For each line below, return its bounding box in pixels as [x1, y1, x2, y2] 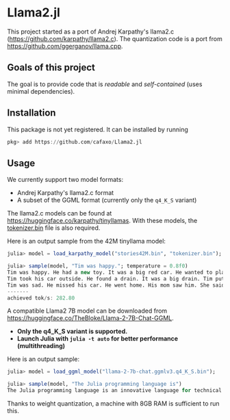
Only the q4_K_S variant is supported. [16, 327, 128, 336]
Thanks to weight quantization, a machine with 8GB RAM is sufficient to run [7, 399, 220, 408]
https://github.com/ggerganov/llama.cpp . [7, 42, 123, 50]
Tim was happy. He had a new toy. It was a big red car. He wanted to [7, 269, 213, 276]
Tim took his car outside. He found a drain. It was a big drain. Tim [7, 275, 213, 282]
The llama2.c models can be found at [7, 209, 112, 218]
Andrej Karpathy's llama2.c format [16, 189, 114, 197]
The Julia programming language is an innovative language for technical [7, 387, 222, 394]
